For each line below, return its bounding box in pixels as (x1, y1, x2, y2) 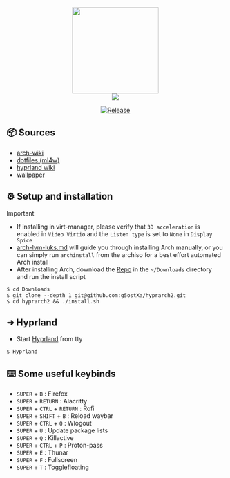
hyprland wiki (16, 163, 55, 171)
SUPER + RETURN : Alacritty (16, 397, 88, 405)
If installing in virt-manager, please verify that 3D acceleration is (16, 222, 201, 231)
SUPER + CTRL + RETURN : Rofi (16, 404, 95, 413)
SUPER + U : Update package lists (16, 426, 108, 434)
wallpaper (16, 171, 46, 179)
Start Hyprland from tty (16, 335, 83, 343)
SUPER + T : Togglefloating (16, 463, 89, 472)
